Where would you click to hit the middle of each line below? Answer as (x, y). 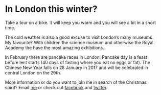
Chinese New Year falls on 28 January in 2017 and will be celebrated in (77, 68)
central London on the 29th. (33, 72)
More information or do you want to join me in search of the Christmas (76, 82)
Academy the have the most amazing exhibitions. (55, 47)
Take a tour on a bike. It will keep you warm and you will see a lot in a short (80, 23)
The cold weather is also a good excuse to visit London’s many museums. (79, 37)
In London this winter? (51, 9)
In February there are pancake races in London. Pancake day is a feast (76, 57)
